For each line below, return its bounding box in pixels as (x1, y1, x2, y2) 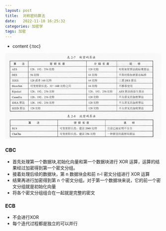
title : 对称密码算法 (5, 13, 46, 18)
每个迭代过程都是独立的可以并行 (12, 220, 78, 226)
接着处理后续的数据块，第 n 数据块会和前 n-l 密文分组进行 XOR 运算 (12, 171, 150, 177)
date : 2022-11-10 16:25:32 (5, 18, 65, 23)
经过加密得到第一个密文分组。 (16, 164, 78, 171)
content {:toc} (12, 43, 41, 49)
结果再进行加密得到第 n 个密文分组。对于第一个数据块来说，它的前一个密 (12, 177, 161, 183)
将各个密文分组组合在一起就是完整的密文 (12, 189, 95, 196)
